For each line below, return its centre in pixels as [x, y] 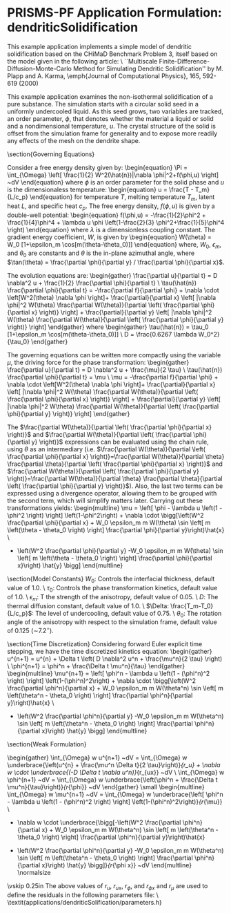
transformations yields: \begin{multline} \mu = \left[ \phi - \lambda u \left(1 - [115, 508]
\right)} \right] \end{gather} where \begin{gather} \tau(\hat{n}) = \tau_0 [108, 327]
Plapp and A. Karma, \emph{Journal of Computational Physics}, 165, [104, 76]
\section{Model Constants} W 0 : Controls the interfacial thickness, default [111, 580]
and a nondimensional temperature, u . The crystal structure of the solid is [111, 126]
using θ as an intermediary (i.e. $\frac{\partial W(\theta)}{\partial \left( [106, 449]
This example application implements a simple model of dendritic [99, 46]
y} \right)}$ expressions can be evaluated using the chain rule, [120, 442]
